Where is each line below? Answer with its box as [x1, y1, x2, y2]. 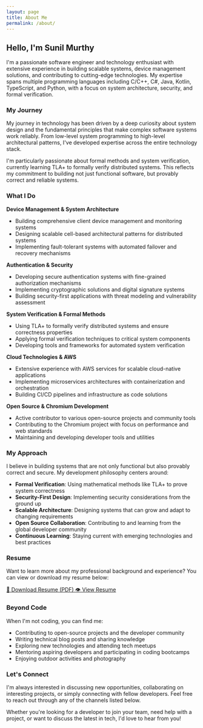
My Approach [6, 449, 47, 457]
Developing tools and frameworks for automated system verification [15, 341, 185, 349]
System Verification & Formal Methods [6, 310, 106, 318]
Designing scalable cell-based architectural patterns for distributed [15, 230, 183, 237]
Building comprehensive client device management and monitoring [15, 217, 182, 224]
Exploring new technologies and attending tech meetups [15, 642, 156, 649]
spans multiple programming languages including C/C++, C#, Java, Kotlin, [6, 78, 191, 85]
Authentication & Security [6, 261, 73, 269]
